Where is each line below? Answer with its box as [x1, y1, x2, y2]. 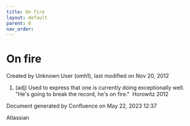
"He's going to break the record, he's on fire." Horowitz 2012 [15, 91, 169, 98]
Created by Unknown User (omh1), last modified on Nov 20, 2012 [6, 72, 169, 80]
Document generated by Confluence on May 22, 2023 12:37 [6, 102, 157, 110]
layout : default [6, 15, 47, 21]
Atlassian [6, 114, 29, 122]
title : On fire [6, 9, 45, 15]
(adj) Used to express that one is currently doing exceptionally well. [15, 84, 185, 91]
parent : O [6, 20, 32, 26]
